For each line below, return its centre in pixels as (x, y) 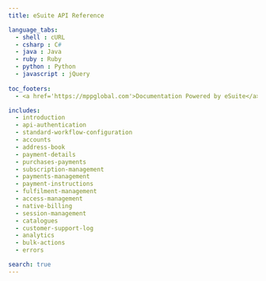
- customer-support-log (54, 228)
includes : (25, 110)
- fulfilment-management (56, 192)
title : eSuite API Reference (56, 15)
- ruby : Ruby (38, 59)
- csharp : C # (38, 44)
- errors (30, 250)
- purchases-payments (51, 162)
